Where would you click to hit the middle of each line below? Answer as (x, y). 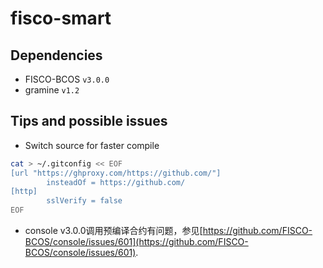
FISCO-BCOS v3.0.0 (67, 79)
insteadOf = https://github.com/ (116, 182)
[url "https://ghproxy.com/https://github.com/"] (116, 173)
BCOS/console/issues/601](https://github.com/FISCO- (136, 242)
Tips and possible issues (89, 121)
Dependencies (56, 55)
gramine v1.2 (52, 90)
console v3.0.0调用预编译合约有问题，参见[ (113, 231)
